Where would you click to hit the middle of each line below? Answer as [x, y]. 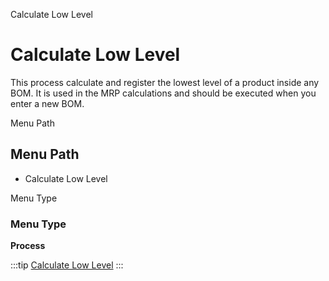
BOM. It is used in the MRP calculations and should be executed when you [163, 93]
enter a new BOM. [47, 103]
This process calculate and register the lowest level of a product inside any [165, 82]
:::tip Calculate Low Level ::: [67, 265]
